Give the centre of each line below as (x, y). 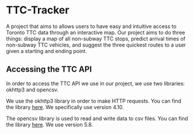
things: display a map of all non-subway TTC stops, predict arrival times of (96, 38)
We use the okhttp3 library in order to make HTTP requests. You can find (94, 101)
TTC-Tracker (38, 10)
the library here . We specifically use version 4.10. (65, 107)
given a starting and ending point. (46, 51)
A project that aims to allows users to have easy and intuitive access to (91, 26)
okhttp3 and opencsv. (32, 89)
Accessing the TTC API (49, 70)
